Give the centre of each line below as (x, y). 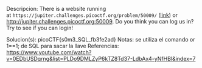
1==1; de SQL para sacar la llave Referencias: (63, 46)
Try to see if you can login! (40, 28)
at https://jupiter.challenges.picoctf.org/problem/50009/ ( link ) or (92, 15)
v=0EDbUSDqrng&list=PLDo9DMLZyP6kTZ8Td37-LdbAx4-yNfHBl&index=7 (101, 59)
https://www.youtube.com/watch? (49, 52)
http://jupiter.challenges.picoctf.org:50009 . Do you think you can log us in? (100, 21)
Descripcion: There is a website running (56, 9)
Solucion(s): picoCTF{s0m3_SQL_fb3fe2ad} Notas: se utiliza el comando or (101, 39)
